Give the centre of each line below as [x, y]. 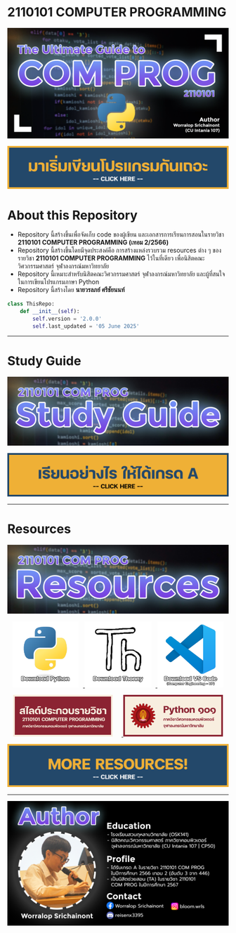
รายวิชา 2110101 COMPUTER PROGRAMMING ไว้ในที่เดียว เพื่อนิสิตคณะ [111, 258]
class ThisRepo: [31, 304]
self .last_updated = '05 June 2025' [86, 326]
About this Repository [73, 215]
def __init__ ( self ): [50, 312]
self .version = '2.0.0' [67, 319]
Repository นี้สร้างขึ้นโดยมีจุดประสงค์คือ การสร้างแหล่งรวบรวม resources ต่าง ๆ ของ [119, 251]
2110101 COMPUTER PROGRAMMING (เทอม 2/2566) [93, 242]
